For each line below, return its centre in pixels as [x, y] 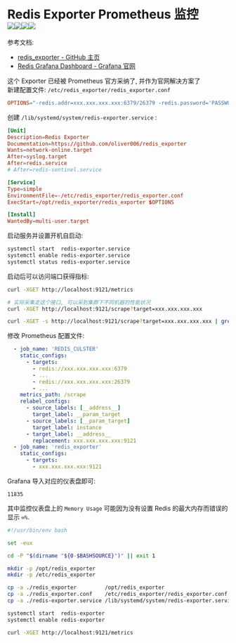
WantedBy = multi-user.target [48, 221]
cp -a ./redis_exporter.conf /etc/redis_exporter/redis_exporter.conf [118, 595]
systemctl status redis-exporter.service [69, 262]
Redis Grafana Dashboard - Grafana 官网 [76, 66]
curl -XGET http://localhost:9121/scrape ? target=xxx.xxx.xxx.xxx [105, 309]
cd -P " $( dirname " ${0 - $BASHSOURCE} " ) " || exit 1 [81, 556]
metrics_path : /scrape [53, 395]
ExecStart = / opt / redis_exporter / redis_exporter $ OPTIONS [91, 202]
